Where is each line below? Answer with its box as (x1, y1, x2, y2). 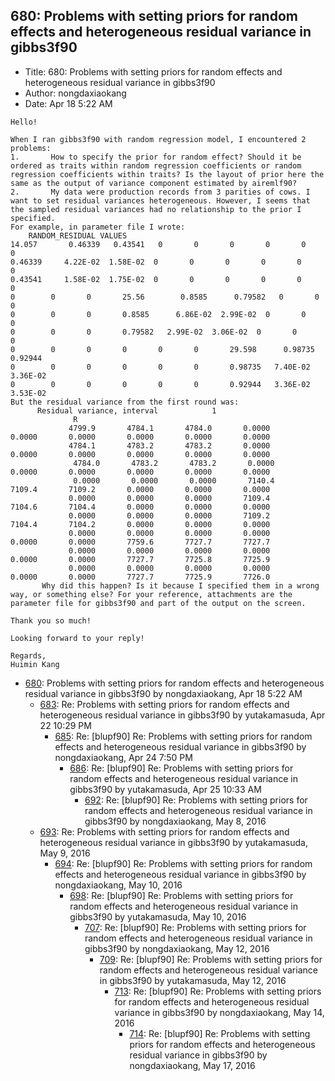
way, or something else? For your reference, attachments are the (10, 589, 293, 599)
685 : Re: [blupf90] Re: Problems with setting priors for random (54, 730, 313, 742)
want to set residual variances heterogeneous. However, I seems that (10, 195, 311, 206)
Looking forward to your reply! (10, 633, 145, 643)
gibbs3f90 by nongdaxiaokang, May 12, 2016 (84, 942, 270, 954)
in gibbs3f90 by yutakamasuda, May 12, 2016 (99, 974, 287, 986)
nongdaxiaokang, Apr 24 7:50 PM (54, 751, 193, 763)
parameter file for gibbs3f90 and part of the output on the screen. (10, 598, 307, 608)
